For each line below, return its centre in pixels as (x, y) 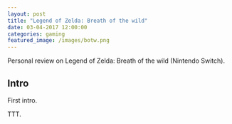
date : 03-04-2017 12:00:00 (47, 27)
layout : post (27, 14)
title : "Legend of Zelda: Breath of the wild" (78, 21)
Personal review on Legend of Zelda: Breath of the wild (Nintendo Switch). (116, 61)
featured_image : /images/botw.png (59, 41)
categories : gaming (36, 34)
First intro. (22, 100)
